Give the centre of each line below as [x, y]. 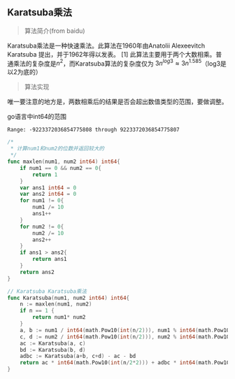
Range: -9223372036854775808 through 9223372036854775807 [93, 130]
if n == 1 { [37, 311]
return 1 [45, 174]
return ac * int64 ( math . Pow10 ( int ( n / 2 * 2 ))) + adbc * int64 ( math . [117, 363]
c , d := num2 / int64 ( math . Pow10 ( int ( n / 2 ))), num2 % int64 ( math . [117, 337]
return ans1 [50, 259]
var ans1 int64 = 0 [48, 187]
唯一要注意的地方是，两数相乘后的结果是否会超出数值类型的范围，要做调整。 [117, 102]
